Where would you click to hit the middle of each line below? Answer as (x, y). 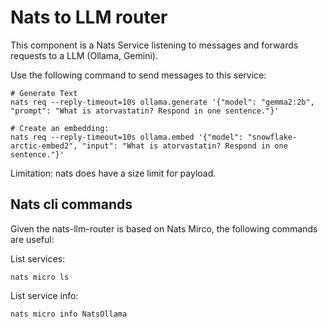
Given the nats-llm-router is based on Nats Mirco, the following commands (164, 228)
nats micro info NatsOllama (69, 314)
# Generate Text (44, 93)
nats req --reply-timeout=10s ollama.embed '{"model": (127, 137)
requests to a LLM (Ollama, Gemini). (84, 55)
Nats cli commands (71, 204)
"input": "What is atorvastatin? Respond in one (184, 146)
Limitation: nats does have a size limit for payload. (113, 173)
